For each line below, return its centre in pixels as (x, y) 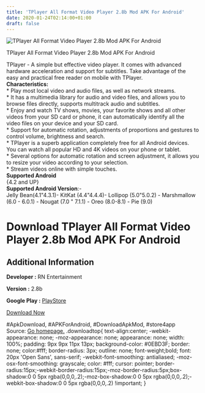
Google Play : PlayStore (36, 301)
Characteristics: (28, 84)
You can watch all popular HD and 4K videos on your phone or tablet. (94, 150)
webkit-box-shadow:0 (34, 383)
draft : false (23, 23)
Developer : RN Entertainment (44, 277)
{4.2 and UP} (23, 182)
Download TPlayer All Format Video (99, 226)
